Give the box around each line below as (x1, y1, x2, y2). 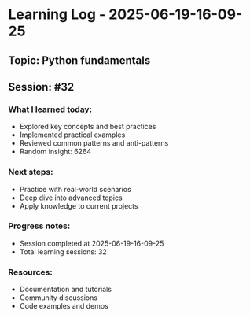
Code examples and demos (19, 301, 108, 311)
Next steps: (8, 167, 53, 178)
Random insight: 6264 (19, 147, 92, 157)
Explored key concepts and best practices (19, 122, 156, 131)
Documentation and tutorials (19, 285, 112, 294)
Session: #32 (8, 80, 75, 94)
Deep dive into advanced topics (19, 193, 123, 202)
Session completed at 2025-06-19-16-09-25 (19, 238, 164, 248)
